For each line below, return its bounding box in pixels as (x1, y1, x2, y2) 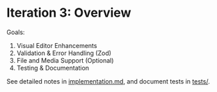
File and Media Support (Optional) (16, 56, 114, 64)
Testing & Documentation (16, 63, 90, 72)
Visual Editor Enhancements (16, 41, 97, 49)
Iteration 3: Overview (6, 5, 131, 21)
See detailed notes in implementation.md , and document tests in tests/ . (6, 77, 210, 85)
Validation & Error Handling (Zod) (16, 49, 112, 57)
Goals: (6, 28, 25, 36)
